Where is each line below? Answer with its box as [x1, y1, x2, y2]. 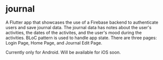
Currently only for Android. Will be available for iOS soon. [5, 49, 121, 55]
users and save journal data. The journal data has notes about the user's [5, 24, 152, 30]
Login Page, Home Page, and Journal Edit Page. [5, 40, 102, 45]
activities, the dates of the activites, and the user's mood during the [5, 30, 142, 35]
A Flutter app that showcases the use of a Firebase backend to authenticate [5, 19, 159, 25]
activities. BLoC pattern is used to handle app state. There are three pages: [5, 35, 157, 41]
